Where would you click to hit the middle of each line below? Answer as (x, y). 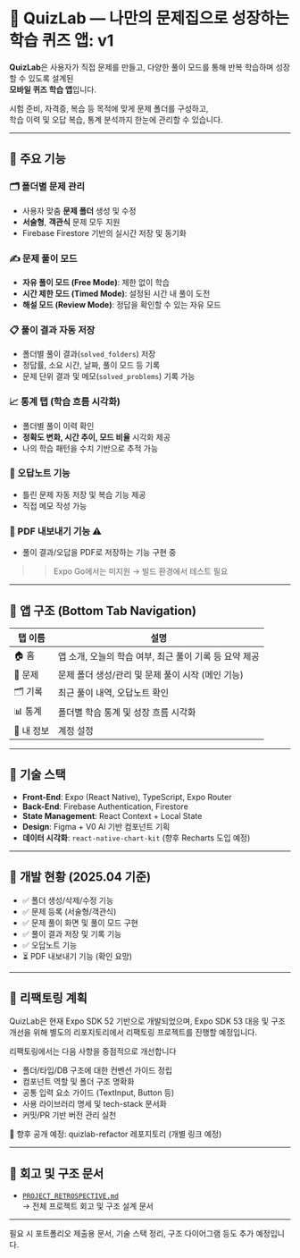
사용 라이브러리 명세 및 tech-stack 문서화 (94, 1104)
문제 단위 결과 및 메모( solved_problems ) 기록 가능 (108, 376)
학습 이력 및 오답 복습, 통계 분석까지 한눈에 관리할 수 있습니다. (116, 119)
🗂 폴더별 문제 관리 (47, 187)
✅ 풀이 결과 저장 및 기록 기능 (72, 933)
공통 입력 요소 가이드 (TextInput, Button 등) (98, 1093)
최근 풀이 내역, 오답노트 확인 (113, 693)
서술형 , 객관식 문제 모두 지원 (71, 222)
